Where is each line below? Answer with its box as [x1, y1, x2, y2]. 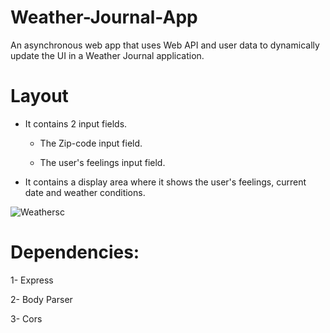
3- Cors [10, 312, 43, 325]
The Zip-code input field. [39, 137, 143, 149]
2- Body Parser [10, 293, 73, 305]
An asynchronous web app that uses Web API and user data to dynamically [10, 39, 320, 51]
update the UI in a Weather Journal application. [10, 49, 205, 61]
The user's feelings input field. [39, 156, 166, 168]
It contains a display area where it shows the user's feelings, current [24, 176, 307, 188]
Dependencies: [10, 241, 140, 264]
